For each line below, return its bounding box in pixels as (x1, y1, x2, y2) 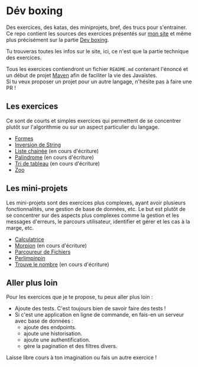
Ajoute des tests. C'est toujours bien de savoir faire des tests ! (14, 305, 166, 312)
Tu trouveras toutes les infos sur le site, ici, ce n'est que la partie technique (6, 47, 189, 54)
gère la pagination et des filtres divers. (23, 343, 118, 350)
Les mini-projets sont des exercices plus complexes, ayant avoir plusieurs (6, 199, 186, 206)
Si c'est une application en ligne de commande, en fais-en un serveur (14, 311, 184, 319)
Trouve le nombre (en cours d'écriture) (14, 261, 109, 268)
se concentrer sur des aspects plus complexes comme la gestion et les (6, 212, 179, 219)
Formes (14, 135, 34, 142)
